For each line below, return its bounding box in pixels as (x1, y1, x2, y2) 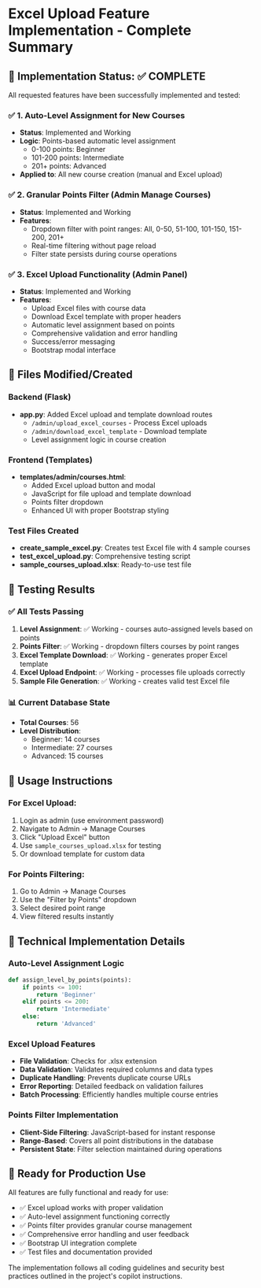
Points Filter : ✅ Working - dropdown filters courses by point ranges (19, 641, 240, 650)
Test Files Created (8, 525, 79, 536)
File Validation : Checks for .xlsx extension (19, 1057, 157, 1066)
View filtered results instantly (19, 912, 114, 921)
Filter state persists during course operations (31, 249, 178, 258)
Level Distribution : (19, 726, 81, 736)
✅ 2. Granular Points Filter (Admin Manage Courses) (8, 190, 211, 201)
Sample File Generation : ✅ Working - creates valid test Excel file (19, 676, 230, 686)
